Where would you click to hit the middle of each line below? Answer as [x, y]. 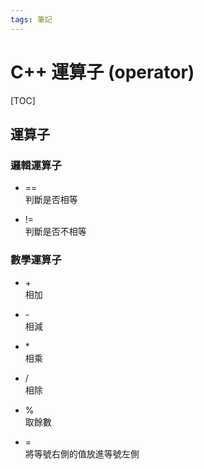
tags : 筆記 [31, 19]
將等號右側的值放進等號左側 [82, 453]
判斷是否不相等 [55, 232]
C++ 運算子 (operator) [102, 72]
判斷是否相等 [51, 200]
